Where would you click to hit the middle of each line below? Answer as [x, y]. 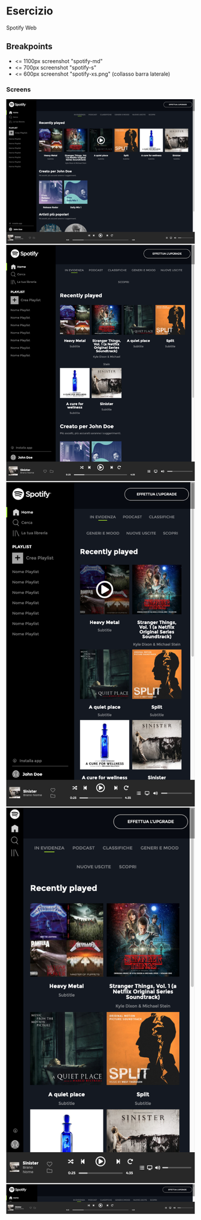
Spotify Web [22, 28]
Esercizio [30, 11]
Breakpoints [29, 47]
